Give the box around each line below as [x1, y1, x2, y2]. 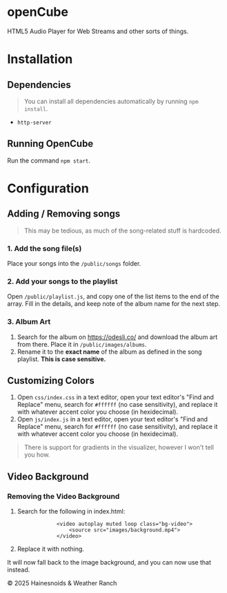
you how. [23, 450, 50, 459]
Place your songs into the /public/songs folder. [7, 259, 141, 268]
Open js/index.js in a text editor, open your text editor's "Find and [17, 415, 208, 423]
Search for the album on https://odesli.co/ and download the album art [17, 333, 218, 341]
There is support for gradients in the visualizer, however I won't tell [23, 444, 214, 452]
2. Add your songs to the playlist [7, 276, 118, 286]
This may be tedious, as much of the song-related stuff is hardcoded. [23, 226, 222, 235]
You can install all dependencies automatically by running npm [23, 97, 199, 105]
